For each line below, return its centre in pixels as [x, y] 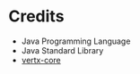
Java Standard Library [62, 50]
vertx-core [41, 60]
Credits [36, 16]
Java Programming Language [76, 41]
